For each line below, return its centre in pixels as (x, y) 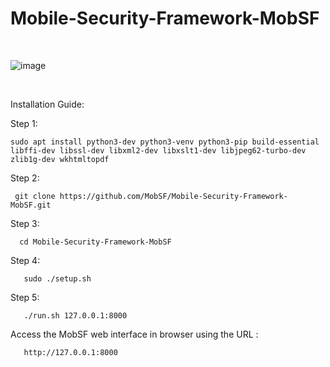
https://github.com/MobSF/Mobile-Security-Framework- (173, 196)
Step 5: (25, 297)
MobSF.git (31, 205)
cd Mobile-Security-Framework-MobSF (95, 242)
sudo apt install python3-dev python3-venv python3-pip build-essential (165, 142)
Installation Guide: (47, 104)
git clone (35, 196)
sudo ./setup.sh (57, 278)
